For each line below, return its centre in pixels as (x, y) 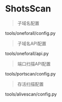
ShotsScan (28, 9)
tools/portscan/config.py (31, 73)
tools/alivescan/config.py (31, 94)
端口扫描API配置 (34, 63)
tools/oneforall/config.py (31, 33)
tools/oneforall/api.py (27, 53)
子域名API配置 (32, 43)
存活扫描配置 (30, 84)
